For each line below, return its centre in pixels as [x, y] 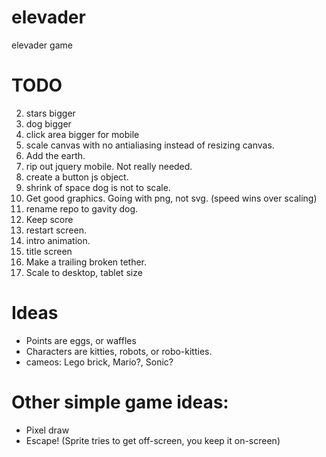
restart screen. [56, 230]
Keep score [49, 219]
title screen [49, 251]
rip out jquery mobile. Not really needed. [109, 166]
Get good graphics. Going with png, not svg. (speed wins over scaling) [171, 198]
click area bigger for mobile [82, 134]
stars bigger [50, 113]
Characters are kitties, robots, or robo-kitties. [119, 351]
